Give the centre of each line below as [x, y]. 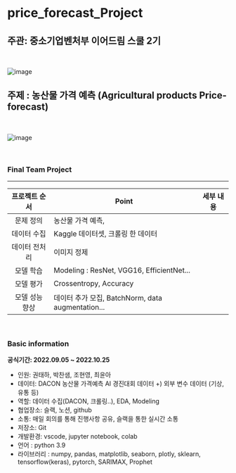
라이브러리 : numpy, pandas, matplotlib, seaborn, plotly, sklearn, [109, 454]
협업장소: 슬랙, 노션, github [55, 410]
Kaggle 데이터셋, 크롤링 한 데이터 [106, 234]
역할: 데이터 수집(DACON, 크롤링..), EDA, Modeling [88, 401]
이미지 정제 [71, 253]
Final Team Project [40, 169]
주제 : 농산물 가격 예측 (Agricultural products [102, 95]
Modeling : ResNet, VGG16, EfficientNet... [122, 270]
